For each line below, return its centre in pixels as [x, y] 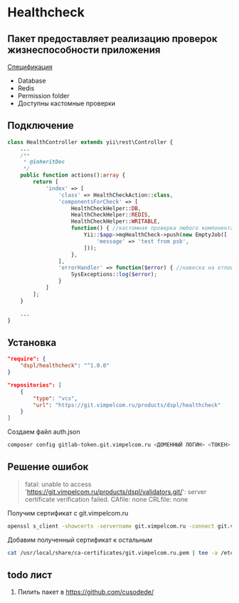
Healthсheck [46, 12]
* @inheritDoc [44, 162]
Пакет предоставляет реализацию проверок [112, 39]
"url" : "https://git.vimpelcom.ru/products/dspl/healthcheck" [127, 405]
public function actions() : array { [73, 175]
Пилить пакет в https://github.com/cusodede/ [86, 592]
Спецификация [30, 67]
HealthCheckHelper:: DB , [106, 208]
